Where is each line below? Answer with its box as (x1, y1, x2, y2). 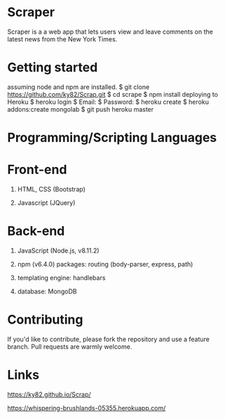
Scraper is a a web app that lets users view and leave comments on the (7, 27, 214, 36)
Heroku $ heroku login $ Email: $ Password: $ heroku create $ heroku (7, 98, 209, 106)
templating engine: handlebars (17, 273, 106, 281)
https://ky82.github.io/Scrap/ (7, 390, 91, 399)
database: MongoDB (17, 287, 77, 295)
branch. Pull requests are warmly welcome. (7, 342, 132, 351)
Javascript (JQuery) (17, 199, 76, 207)
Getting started (7, 60, 98, 76)
